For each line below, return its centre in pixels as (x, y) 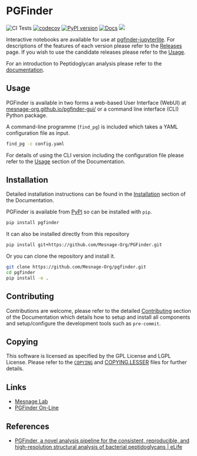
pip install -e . (27, 278)
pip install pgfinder (33, 223)
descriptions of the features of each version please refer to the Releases (94, 46)
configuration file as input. (38, 133)
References (28, 426)
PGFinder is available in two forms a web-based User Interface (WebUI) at (96, 102)
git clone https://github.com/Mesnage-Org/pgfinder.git (76, 267)
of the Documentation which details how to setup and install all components (98, 317)
